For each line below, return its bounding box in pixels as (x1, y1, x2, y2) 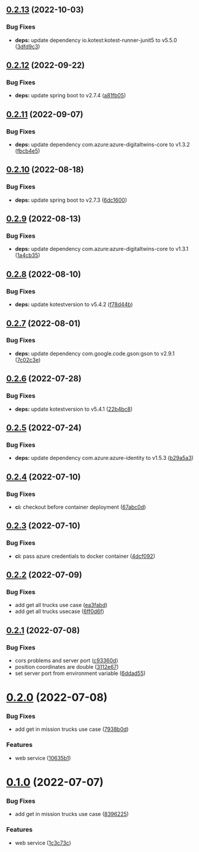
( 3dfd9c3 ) (14, 43, 40, 50)
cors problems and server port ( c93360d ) (14, 657, 119, 664)
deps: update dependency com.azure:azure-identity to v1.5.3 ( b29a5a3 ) (14, 455, 194, 462)
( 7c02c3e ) (14, 356, 41, 363)
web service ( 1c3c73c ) (14, 839, 71, 846)
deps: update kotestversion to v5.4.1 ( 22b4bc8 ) (14, 405, 133, 412)
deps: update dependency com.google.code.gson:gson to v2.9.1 (14, 349, 175, 357)
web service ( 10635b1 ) (14, 754, 71, 761)
